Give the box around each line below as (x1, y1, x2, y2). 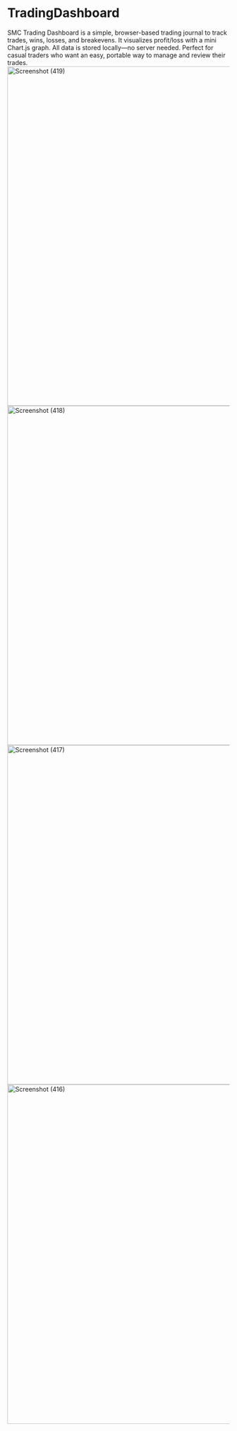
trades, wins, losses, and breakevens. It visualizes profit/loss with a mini (7, 35, 217, 44)
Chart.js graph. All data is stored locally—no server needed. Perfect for (7, 43, 214, 52)
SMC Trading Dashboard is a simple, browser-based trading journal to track (7, 28, 227, 37)
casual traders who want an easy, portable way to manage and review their (7, 51, 226, 59)
